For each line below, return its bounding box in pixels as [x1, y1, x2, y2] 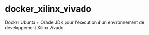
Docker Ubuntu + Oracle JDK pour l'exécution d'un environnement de [5, 19, 145, 25]
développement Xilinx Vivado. [5, 24, 65, 30]
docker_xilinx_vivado [5, 3, 92, 15]
